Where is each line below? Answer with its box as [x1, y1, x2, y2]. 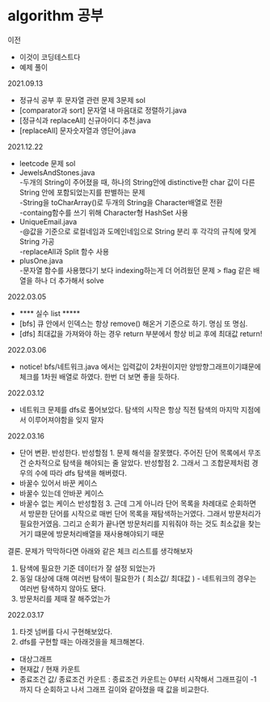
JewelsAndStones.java [19, 167, 95, 178]
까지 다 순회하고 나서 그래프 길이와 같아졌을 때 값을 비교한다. [19, 684, 209, 694]
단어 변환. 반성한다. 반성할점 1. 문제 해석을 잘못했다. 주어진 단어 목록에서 [19, 447, 247, 457]
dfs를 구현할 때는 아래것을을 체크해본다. [19, 636, 145, 646]
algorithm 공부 [7, 6, 104, 25]
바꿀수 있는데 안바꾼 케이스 [19, 488, 104, 498]
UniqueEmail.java [19, 216, 78, 226]
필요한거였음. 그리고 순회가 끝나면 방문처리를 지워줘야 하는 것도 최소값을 [19, 519, 247, 529]
